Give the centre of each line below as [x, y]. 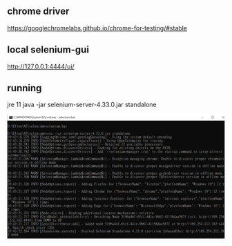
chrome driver [38, 11]
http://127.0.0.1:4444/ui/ [41, 66]
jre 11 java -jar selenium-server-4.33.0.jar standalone [82, 105]
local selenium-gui [48, 50]
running [25, 88]
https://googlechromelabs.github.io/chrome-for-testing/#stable [97, 28]
